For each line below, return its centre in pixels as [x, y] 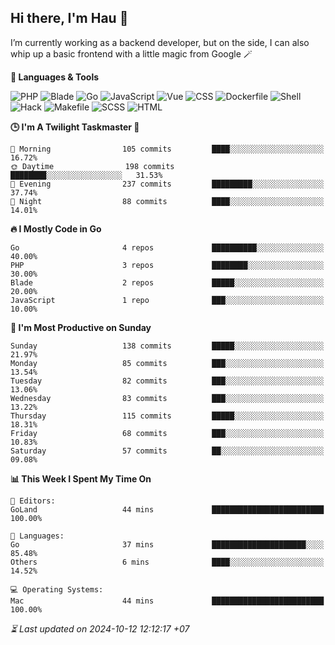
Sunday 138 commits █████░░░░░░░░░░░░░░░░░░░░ [167, 346]
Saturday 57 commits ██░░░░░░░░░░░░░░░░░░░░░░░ [167, 451]
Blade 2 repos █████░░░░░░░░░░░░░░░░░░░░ [167, 282]
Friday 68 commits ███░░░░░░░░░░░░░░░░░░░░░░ [167, 433]
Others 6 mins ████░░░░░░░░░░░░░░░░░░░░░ [167, 562]
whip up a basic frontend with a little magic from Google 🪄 [131, 53]
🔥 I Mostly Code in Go [56, 228]
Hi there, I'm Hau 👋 [69, 18]
